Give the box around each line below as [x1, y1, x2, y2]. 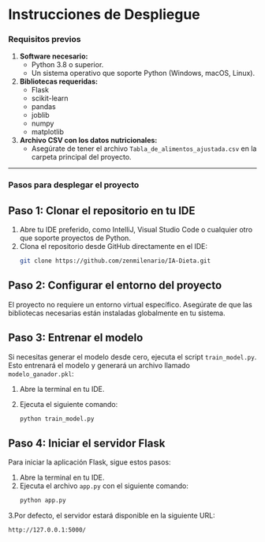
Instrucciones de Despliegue [8, 6, 201, 24]
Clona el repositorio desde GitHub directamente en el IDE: [19, 242, 207, 251]
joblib [31, 111, 50, 120]
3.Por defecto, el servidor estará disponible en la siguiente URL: [8, 511, 215, 521]
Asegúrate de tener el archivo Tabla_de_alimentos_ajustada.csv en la [31, 144, 257, 153]
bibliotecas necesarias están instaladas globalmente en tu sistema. [8, 308, 226, 318]
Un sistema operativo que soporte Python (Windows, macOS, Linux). [31, 69, 255, 78]
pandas [31, 102, 57, 111]
